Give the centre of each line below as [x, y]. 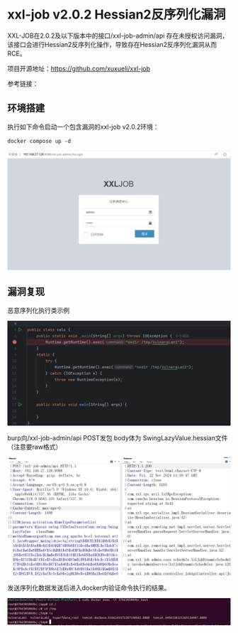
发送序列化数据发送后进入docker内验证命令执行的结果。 [89, 588]
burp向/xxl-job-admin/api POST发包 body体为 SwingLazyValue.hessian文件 [118, 437]
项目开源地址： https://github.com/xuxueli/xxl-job [79, 68]
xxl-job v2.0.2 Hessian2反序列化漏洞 [117, 15]
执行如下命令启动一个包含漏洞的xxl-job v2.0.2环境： [83, 127]
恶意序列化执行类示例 [38, 310]
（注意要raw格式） [35, 447]
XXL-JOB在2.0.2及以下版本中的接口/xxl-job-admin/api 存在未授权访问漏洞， [118, 36]
